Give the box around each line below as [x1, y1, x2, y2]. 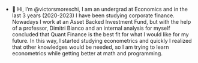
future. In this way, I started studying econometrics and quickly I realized [11, 37, 192, 44]
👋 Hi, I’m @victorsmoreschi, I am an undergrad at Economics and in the [11, 6, 188, 12]
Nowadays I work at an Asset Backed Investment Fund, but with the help [11, 18, 191, 25]
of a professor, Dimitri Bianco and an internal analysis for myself [11, 24, 170, 31]
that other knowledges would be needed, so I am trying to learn [11, 43, 169, 51]
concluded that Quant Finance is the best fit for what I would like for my [11, 31, 189, 38]
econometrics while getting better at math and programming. [11, 50, 163, 56]
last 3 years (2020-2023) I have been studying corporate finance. [11, 12, 175, 19]
